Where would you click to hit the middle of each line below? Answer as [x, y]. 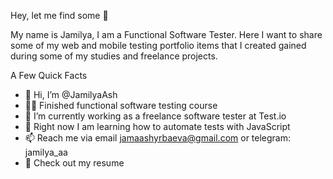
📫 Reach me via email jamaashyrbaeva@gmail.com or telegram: [158, 138]
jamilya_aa [46, 152]
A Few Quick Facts [49, 75]
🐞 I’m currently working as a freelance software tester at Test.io [155, 116]
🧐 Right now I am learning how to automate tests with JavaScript [157, 126]
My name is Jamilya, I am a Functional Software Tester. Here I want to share [166, 34]
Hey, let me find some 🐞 [59, 15]
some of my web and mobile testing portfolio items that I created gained [158, 45]
